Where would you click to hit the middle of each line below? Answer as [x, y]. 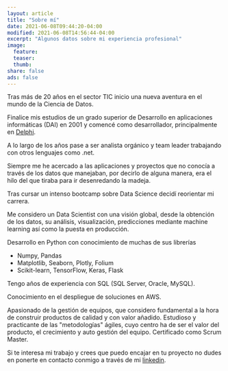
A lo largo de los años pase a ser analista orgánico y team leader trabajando [114, 146]
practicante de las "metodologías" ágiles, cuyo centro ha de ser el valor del [113, 325]
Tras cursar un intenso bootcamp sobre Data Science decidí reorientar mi [111, 194]
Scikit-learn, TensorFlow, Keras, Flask [70, 270]
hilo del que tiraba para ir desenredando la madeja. [79, 181]
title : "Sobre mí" [33, 20]
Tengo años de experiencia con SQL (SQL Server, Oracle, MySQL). [101, 284]
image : [16, 45]
